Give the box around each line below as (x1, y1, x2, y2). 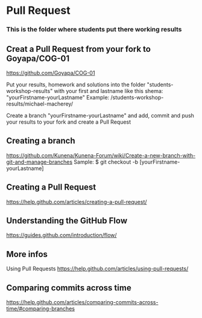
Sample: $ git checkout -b (74, 158, 139, 165)
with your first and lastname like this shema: (54, 87, 163, 94)
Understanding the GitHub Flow (6, 215, 128, 226)
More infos (6, 249, 48, 259)
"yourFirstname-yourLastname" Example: (6, 94, 110, 101)
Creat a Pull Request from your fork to (6, 43, 151, 54)
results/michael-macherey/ (6, 100, 74, 107)
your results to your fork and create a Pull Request (6, 118, 131, 126)
